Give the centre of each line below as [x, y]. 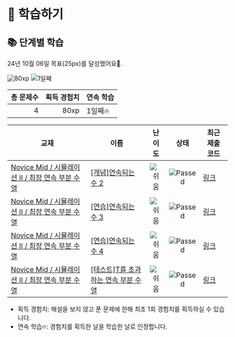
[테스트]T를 [109, 270]
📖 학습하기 [36, 14]
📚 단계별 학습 [36, 42]
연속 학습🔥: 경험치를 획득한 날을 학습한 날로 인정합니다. [92, 327]
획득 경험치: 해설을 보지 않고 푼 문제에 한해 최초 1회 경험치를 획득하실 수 [114, 309]
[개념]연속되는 [113, 172]
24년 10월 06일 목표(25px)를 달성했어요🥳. [65, 63]
